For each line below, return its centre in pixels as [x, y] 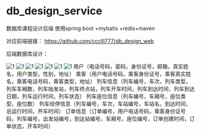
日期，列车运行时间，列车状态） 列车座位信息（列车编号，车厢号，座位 [93, 96]
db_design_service [54, 11]
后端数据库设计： [27, 53]
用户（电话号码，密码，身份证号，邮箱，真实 [128, 66]
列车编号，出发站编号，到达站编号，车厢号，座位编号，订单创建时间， [103, 118]
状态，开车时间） [32, 126]
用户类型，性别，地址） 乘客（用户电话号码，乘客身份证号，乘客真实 [101, 73]
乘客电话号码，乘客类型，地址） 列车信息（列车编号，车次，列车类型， [104, 81]
